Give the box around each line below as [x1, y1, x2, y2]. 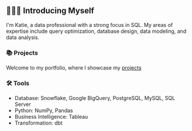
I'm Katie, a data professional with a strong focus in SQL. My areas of [6, 21, 173, 28]
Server [14, 101, 31, 108]
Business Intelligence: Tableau [14, 113, 88, 120]
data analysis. [6, 33, 40, 41]
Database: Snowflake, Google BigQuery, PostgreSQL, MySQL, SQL [14, 95, 176, 102]
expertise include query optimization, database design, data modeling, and [6, 27, 187, 35]
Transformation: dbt [14, 119, 63, 126]
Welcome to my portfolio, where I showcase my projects [6, 64, 142, 71]
